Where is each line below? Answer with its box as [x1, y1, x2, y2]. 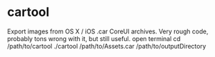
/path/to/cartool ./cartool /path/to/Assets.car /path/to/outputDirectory [7, 42, 207, 50]
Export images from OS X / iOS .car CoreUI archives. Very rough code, [7, 27, 209, 35]
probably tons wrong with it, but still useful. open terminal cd [7, 34, 181, 42]
